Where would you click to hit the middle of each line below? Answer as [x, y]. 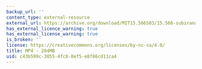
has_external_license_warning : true [52, 34]
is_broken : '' [24, 40]
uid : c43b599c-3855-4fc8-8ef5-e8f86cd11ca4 [62, 56]
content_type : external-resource [48, 17]
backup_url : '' [25, 12]
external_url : [24, 23]
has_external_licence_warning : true [52, 28]
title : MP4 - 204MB [31, 51]
